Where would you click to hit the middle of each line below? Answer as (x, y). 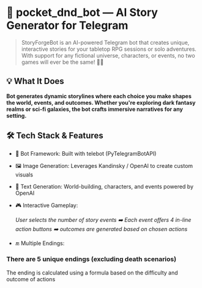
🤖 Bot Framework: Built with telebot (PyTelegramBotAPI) (86, 153)
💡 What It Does (35, 81)
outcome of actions (31, 279)
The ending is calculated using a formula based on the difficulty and (92, 273)
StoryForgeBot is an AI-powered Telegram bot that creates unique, (105, 42)
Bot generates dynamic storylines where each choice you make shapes (99, 96)
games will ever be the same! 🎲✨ (62, 62)
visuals (24, 175)
